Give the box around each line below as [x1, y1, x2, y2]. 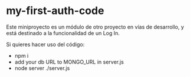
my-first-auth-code [6, 4, 104, 17]
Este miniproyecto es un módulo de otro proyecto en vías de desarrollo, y [6, 23, 184, 30]
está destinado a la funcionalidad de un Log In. [6, 29, 120, 36]
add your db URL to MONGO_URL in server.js [14, 58, 124, 65]
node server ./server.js [14, 64, 70, 71]
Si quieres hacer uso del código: [6, 41, 85, 48]
